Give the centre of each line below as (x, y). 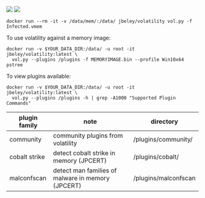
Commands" (19, 103)
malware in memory (81, 178)
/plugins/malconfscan (164, 178)
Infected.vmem (24, 27)
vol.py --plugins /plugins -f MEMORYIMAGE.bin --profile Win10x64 (98, 60)
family (28, 125)
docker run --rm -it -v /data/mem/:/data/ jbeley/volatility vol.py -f (99, 21)
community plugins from (88, 135)
